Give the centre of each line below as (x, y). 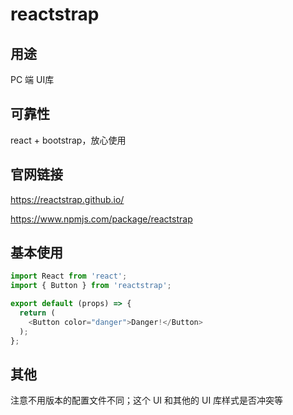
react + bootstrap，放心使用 (68, 140)
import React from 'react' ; (69, 276)
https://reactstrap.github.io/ (67, 199)
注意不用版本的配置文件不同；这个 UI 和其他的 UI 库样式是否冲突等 (147, 400)
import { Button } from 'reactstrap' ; (91, 286)
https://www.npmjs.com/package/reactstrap (101, 219)
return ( (37, 313)
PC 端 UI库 (32, 79)
